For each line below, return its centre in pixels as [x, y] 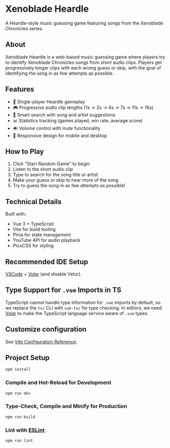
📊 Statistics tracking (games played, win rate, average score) [78, 120]
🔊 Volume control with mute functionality [57, 128]
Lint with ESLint [25, 430]
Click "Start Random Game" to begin [51, 164]
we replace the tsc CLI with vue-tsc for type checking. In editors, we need [84, 308]
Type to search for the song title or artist [55, 175]
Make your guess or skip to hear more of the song [66, 180]
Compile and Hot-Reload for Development [58, 383]
